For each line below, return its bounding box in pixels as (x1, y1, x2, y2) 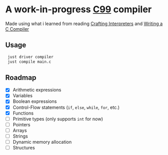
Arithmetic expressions (12, 87, 61, 93)
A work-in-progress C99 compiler (5, 4, 152, 15)
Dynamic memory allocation (12, 139, 72, 145)
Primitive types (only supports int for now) (12, 116, 103, 122)
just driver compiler (7, 54, 54, 59)
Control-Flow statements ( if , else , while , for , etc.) (12, 104, 120, 110)
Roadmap (5, 73, 37, 82)
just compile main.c (7, 59, 52, 64)
